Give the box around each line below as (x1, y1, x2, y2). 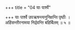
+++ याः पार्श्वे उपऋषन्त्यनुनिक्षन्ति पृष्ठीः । (5, 15, 71, 20)
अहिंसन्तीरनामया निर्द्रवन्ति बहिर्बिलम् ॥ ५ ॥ (5, 20, 71, 25)
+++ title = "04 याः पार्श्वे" (5, 5, 51, 10)
